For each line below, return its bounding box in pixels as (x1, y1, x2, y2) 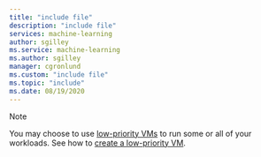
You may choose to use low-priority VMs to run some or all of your (9, 128, 252, 138)
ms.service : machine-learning (9, 46, 121, 55)
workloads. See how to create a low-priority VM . (9, 138, 186, 148)
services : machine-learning (9, 29, 113, 38)
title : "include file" (9, 12, 93, 22)
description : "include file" (9, 21, 117, 30)
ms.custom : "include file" (9, 71, 109, 79)
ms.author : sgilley (9, 54, 81, 63)
